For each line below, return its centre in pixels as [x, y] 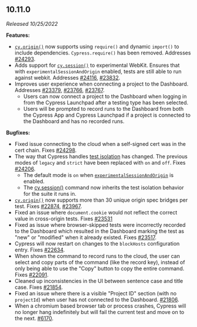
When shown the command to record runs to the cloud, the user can [97, 256]
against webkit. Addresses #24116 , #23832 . [67, 77]
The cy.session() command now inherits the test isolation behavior [103, 188]
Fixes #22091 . [31, 274]
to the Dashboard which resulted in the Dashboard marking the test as [99, 231]
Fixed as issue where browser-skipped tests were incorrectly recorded [100, 224]
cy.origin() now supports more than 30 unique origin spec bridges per [101, 200]
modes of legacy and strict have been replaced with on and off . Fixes [100, 162]
